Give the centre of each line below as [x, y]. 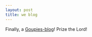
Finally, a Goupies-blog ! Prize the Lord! [46, 29]
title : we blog [21, 15]
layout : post [19, 10]
